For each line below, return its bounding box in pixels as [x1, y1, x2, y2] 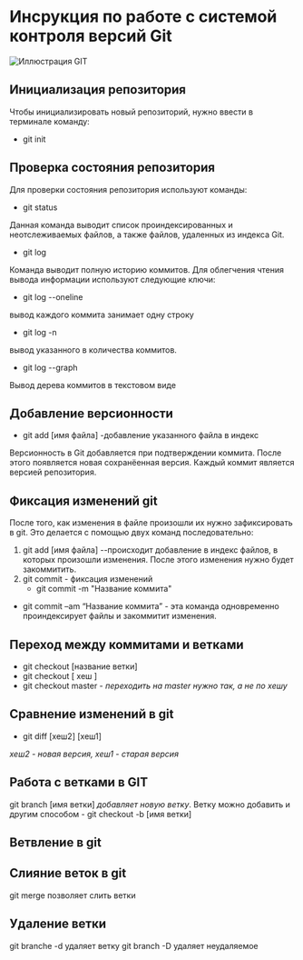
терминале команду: [9, 115, 91, 126]
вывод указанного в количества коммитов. [9, 344, 177, 355]
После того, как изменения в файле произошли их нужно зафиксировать [9, 517, 293, 528]
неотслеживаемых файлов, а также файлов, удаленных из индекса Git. [9, 229, 285, 240]
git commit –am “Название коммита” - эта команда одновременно [22, 601, 279, 612]
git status [22, 202, 58, 213]
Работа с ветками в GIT [9, 775, 148, 790]
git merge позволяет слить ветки [9, 889, 136, 901]
